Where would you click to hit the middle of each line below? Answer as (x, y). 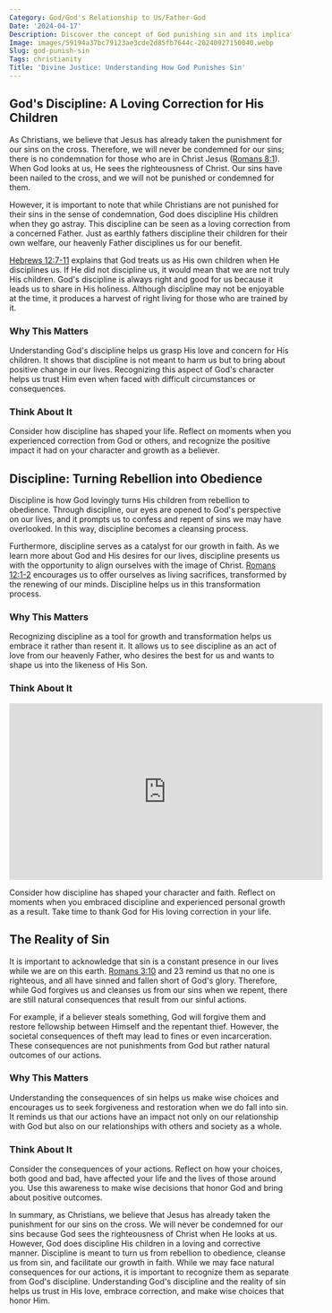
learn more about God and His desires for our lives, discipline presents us (145, 556)
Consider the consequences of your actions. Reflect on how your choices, (146, 1169)
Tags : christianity (46, 59)
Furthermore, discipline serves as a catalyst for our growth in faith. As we (145, 546)
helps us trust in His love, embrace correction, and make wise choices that (147, 1291)
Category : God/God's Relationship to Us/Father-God (107, 17)
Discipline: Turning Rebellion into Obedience (136, 478)
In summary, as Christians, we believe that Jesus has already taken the (140, 1215)
